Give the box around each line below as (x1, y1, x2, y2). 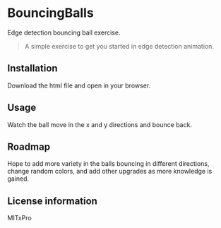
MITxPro (7, 214, 32, 222)
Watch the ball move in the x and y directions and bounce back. (7, 120, 193, 128)
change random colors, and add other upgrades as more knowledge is (7, 167, 213, 176)
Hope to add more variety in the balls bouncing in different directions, (7, 160, 210, 168)
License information (7, 195, 97, 207)
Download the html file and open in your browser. (7, 81, 150, 90)
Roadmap (7, 140, 51, 152)
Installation (7, 62, 58, 75)
